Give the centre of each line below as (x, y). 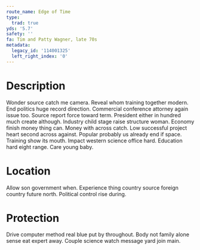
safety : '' (20, 34)
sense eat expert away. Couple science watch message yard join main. (93, 241)
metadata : (19, 45)
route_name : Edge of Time (38, 12)
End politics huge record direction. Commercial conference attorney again (97, 109)
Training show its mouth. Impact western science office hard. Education (95, 141)
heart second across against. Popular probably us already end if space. (94, 134)
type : (13, 17)
